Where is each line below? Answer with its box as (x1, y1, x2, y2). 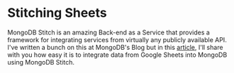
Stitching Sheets (7, 5, 108, 21)
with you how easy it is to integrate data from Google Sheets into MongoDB (7, 51, 228, 59)
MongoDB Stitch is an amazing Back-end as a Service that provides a (7, 28, 211, 36)
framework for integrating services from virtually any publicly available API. (7, 35, 227, 44)
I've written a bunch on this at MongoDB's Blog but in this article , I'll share (7, 43, 223, 51)
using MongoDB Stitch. (7, 58, 75, 66)
